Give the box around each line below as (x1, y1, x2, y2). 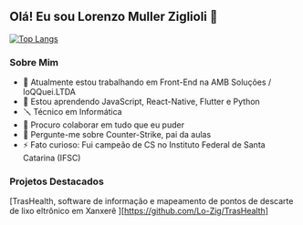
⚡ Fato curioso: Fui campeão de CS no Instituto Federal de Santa (22, 139, 266, 150)
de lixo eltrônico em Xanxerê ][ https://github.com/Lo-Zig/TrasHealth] (9, 206, 269, 217)
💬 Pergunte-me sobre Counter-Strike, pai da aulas (22, 129, 212, 140)
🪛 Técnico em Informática (22, 107, 122, 118)
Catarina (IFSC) (22, 152, 81, 164)
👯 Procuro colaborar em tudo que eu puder (22, 119, 185, 130)
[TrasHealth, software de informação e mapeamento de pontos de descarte (9, 196, 294, 207)
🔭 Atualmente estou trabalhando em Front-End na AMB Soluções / (22, 77, 272, 87)
